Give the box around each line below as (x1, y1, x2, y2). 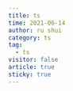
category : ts (8, 33, 52, 42)
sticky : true (8, 70, 52, 78)
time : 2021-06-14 (8, 19, 66, 27)
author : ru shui (8, 26, 62, 34)
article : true (8, 63, 56, 71)
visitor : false (8, 56, 59, 64)
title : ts (8, 11, 41, 20)
